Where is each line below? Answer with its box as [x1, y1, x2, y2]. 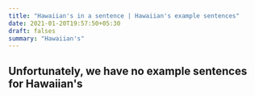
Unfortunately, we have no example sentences [8, 64, 248, 77]
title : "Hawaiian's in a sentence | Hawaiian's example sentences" [8, 11, 240, 20]
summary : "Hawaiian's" [8, 34, 85, 43]
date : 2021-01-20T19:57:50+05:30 [8, 19, 121, 27]
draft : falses [8, 27, 56, 35]
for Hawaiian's [8, 77, 83, 90]
